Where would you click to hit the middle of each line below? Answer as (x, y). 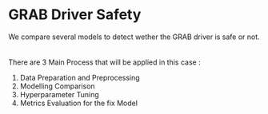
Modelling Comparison (57, 86)
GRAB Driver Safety (75, 15)
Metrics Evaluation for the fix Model (79, 103)
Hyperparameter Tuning (60, 94)
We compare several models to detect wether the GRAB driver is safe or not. (134, 37)
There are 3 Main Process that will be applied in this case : (105, 62)
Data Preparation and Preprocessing (80, 77)
